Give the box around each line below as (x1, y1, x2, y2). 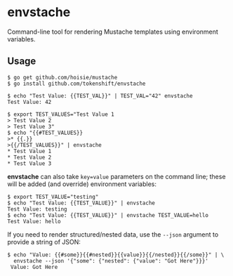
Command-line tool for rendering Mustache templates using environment (7, 27, 219, 36)
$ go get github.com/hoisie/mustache (7, 74, 118, 81)
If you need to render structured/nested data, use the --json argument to (7, 230, 219, 239)
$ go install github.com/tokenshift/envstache (7, 80, 146, 87)
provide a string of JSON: (7, 237, 81, 246)
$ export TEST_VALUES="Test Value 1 (7, 110, 114, 118)
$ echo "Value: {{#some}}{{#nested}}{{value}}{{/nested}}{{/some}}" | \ (7, 251, 225, 258)
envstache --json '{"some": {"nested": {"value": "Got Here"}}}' (13, 257, 209, 264)
